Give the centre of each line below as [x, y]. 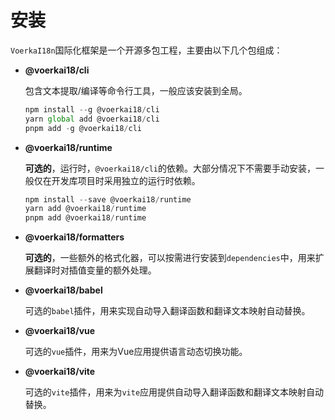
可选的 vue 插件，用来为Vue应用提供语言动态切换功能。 [136, 352]
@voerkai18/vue [60, 331]
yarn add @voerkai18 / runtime [85, 209]
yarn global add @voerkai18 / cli [92, 119]
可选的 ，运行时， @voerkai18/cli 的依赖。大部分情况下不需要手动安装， [170, 168]
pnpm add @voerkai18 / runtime [85, 218]
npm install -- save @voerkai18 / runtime [108, 199]
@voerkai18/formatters [74, 237]
